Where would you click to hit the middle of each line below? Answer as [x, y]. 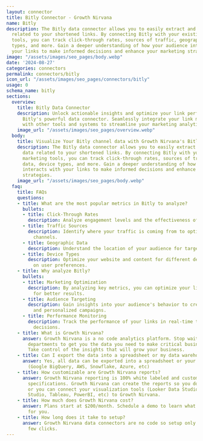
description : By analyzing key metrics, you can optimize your [109, 288]
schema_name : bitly [31, 91]
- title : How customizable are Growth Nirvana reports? [89, 372]
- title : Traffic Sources [55, 226]
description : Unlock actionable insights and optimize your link [101, 113]
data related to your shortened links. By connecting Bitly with [106, 153]
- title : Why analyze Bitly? [54, 271]
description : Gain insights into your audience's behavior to [108, 305]
